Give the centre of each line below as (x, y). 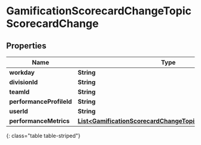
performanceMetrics (39, 121)
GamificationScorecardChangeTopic (99, 11)
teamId (19, 92)
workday (22, 72)
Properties (26, 46)
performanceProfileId (41, 101)
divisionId (23, 82)
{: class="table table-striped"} (43, 136)
